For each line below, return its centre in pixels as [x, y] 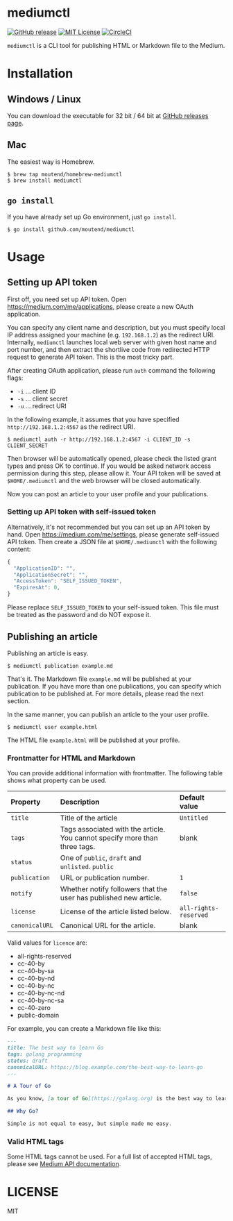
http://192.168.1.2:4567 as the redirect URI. [71, 427]
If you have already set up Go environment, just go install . [92, 217]
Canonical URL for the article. [108, 926]
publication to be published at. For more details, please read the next [105, 693]
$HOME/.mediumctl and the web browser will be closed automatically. [104, 480]
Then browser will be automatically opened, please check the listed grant [112, 458]
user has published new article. [111, 898]
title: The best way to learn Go [55, 1048]
